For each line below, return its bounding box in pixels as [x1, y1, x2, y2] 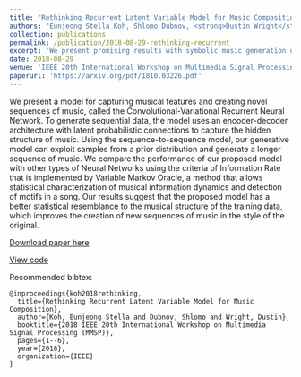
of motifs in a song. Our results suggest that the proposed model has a [9, 191, 271, 201]
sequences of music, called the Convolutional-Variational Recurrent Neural [9, 105, 285, 116]
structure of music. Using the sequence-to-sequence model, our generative [9, 133, 289, 144]
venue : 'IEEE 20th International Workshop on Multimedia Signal [9, 64, 254, 73]
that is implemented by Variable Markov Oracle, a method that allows [9, 172, 263, 183]
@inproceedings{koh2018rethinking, [9, 288, 142, 298]
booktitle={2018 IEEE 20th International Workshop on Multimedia [17, 320, 267, 330]
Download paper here [9, 236, 90, 247]
